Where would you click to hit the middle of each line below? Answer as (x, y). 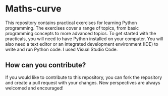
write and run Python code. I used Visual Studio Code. (62, 49)
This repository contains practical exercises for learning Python (71, 23)
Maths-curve (33, 9)
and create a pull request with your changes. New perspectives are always (83, 82)
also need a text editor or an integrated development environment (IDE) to (82, 44)
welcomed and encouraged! (35, 88)
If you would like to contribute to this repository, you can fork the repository (84, 77)
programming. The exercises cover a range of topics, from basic (72, 28)
